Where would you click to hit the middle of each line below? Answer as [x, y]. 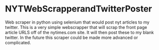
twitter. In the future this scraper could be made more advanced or [72, 37]
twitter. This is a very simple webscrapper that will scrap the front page [76, 27]
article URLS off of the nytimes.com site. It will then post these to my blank [79, 32]
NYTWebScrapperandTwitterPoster [79, 9]
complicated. [18, 42]
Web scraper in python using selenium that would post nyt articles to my [77, 22]
